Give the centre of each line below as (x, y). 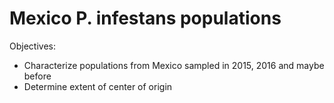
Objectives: (32, 46)
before (37, 76)
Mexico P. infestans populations (145, 18)
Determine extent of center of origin (98, 86)
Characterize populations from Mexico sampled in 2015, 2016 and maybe (174, 65)
